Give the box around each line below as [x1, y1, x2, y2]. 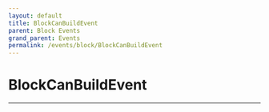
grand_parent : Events [8, 34, 81, 42]
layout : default [8, 11, 62, 20]
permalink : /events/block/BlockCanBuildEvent [8, 42, 163, 50]
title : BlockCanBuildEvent [8, 19, 98, 27]
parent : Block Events [8, 26, 81, 34]
